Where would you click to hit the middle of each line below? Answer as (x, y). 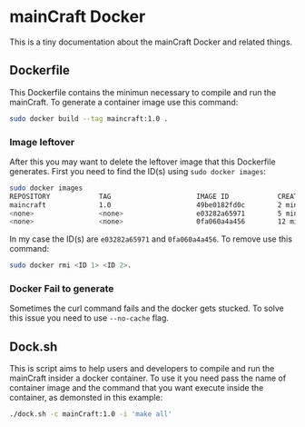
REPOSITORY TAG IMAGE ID (119, 196)
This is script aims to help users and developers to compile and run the (142, 369)
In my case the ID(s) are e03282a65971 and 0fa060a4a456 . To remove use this (151, 239)
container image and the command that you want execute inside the (137, 388)
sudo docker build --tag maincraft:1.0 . (89, 119)
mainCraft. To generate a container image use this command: (124, 102)
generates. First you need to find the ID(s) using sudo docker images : (138, 171)
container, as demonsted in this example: (86, 398)
